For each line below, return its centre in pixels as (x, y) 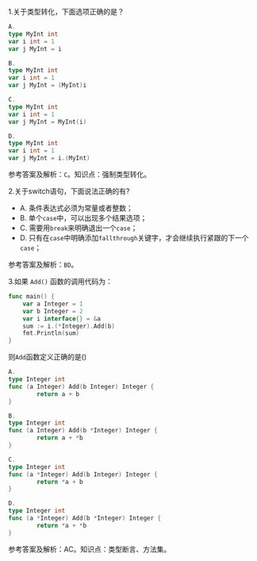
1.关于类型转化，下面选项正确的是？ (66, 12)
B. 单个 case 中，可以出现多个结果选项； (83, 218)
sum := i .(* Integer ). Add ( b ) (69, 326)
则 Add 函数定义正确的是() (48, 357)
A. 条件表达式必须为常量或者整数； (76, 208)
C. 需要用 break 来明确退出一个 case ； (79, 228)
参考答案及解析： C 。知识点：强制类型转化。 (80, 174)
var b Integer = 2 (53, 311)
